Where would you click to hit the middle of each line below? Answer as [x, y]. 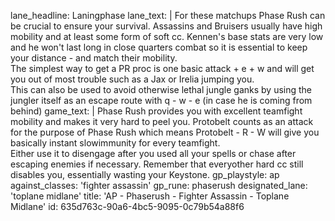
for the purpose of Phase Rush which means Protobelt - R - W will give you [165, 132]
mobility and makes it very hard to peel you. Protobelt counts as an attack [162, 121]
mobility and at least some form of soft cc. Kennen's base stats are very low [167, 36]
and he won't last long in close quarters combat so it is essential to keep [159, 47]
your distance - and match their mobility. [94, 58]
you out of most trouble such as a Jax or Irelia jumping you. [132, 79]
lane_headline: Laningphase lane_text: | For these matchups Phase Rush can [168, 15]
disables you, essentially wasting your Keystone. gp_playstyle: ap [145, 174]
